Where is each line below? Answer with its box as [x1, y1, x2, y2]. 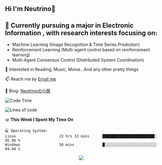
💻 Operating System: [5, 129, 48, 134]
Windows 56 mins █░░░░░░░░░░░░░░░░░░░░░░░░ [5, 142, 157, 148]
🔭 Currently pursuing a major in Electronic [5, 21, 134, 30]
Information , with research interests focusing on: [5, 29, 158, 37]
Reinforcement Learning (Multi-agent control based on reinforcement [12, 47, 150, 53]
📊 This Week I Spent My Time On [5, 117, 74, 122]
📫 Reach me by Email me [5, 76, 57, 82]
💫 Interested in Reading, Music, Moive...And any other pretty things [5, 66, 139, 73]
